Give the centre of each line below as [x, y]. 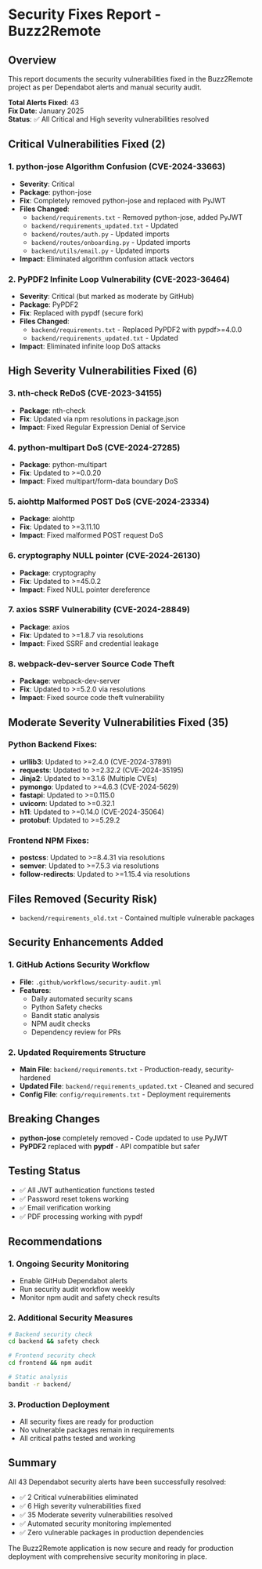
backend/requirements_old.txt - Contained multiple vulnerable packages [137, 918]
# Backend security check [50, 1334]
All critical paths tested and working [77, 1439]
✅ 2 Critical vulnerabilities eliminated [79, 1497]
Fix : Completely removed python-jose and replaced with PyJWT [122, 200]
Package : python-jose [56, 192]
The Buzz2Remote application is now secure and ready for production [121, 1548]
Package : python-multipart [63, 464]
